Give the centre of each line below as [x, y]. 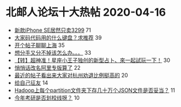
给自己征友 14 [31, 82]
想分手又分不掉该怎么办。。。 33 [53, 52]
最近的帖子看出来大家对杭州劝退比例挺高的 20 [71, 75]
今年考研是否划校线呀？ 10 [47, 97]
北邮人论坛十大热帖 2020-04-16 [86, 12]
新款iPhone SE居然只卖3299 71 [53, 30]
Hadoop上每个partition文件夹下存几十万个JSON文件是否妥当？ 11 [95, 90]
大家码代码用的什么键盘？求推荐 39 [58, 37]
